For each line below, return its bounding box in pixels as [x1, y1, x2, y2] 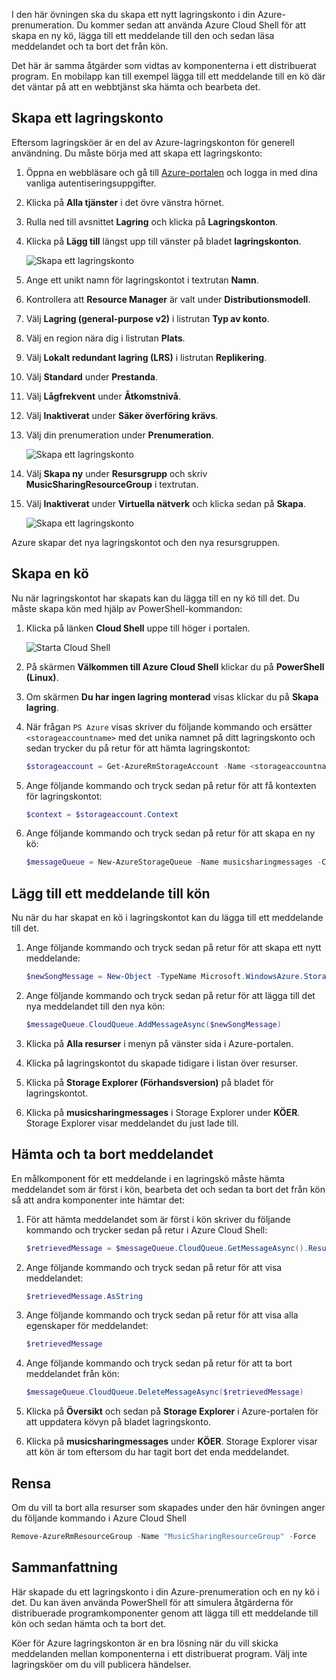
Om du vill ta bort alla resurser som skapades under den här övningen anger [11, 1501, 326, 1513]
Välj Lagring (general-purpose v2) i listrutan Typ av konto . [25, 312, 270, 324]
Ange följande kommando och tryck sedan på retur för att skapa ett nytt [25, 942, 322, 954]
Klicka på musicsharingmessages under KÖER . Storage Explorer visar [25, 1435, 318, 1448]
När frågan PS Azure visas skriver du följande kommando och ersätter [25, 720, 313, 733]
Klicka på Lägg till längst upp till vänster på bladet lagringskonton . [25, 235, 302, 247]
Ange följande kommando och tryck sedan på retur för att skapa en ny [25, 827, 316, 839]
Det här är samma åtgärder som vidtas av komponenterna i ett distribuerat [11, 60, 317, 71]
